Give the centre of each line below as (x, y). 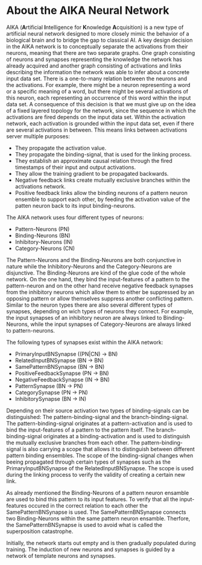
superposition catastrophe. (40, 531)
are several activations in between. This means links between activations (97, 130)
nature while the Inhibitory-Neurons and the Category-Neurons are (89, 266)
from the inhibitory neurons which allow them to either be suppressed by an (100, 292)
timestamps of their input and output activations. (75, 167)
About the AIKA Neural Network (88, 11)
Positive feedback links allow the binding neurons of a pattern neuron (101, 193)
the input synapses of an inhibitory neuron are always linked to (84, 318)
